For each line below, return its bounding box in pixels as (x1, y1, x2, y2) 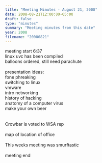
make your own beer (5, 105, 47, 111)
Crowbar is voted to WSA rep (5, 121, 64, 127)
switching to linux (5, 79, 41, 85)
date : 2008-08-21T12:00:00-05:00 (5, 12, 74, 17)
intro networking (5, 89, 38, 96)
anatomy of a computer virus (5, 100, 64, 106)
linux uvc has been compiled (5, 53, 63, 59)
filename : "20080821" (5, 35, 50, 40)
